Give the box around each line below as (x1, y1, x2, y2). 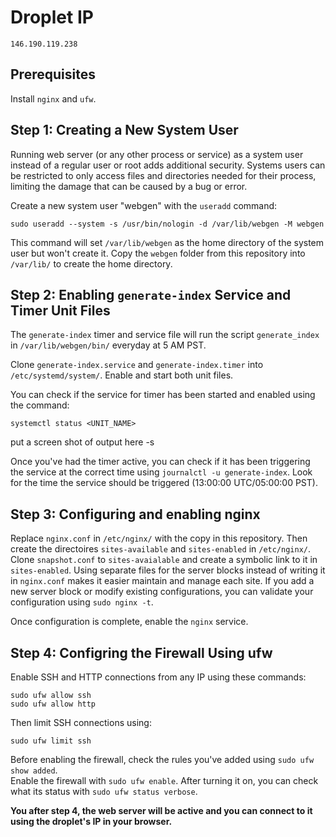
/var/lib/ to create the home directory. (10, 257, 173, 270)
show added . (10, 764, 58, 776)
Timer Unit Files (10, 302, 111, 319)
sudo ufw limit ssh (10, 736, 92, 746)
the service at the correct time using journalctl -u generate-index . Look (10, 466, 313, 478)
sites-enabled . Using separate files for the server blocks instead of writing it (10, 564, 326, 576)
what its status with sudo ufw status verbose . (10, 786, 198, 797)
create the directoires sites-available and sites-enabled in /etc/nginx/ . (10, 543, 312, 555)
